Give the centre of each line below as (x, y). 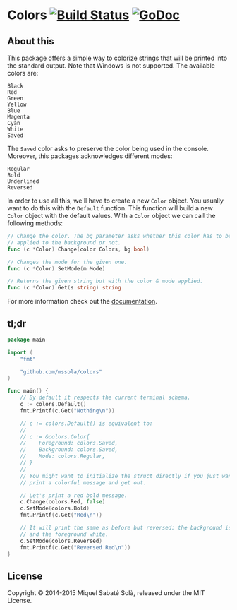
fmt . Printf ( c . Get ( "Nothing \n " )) (67, 411)
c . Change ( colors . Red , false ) (63, 502)
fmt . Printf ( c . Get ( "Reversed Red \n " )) (75, 547)
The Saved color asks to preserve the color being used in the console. (108, 149)
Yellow (17, 104)
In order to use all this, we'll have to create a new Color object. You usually (116, 201)
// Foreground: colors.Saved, (69, 443)
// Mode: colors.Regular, (63, 456)
